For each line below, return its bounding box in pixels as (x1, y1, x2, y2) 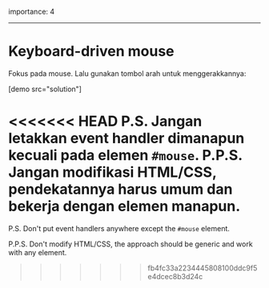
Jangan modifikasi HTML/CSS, (8, 163, 217, 182)
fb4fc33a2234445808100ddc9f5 (147, 263, 258, 273)
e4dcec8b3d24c (147, 271, 203, 281)
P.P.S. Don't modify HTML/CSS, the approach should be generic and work (8, 239, 254, 249)
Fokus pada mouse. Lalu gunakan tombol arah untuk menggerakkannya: (8, 68, 247, 78)
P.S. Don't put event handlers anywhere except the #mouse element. (8, 223, 231, 233)
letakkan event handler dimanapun (8, 130, 245, 147)
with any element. (8, 247, 67, 257)
